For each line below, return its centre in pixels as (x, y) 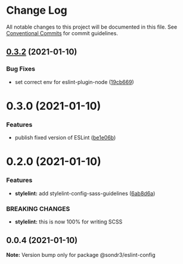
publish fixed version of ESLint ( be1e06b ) (65, 138)
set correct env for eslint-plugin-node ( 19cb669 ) (74, 82)
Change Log (37, 10)
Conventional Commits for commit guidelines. (62, 33)
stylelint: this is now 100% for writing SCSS (69, 222)
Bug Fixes (21, 69)
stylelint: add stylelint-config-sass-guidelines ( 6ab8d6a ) (85, 193)
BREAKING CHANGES (38, 209)
